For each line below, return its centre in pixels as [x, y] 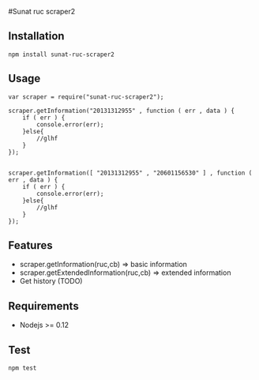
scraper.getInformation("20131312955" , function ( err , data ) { [122, 111]
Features [30, 245]
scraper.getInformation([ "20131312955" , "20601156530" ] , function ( [130, 173]
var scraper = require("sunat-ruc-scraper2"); [86, 97]
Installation [36, 36]
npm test [23, 368]
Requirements [43, 306]
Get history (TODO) [51, 281]
